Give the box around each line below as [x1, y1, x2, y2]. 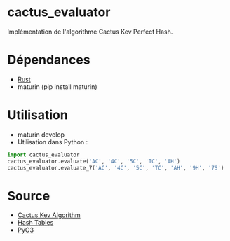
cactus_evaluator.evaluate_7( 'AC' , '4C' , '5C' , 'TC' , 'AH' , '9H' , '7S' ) [7, 164, 224, 172]
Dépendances [7, 52, 90, 68]
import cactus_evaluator [7, 151, 80, 158]
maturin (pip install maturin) [17, 82, 97, 91]
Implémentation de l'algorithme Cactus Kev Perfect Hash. [7, 27, 173, 36]
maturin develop [17, 130, 65, 139]
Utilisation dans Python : [17, 137, 88, 146]
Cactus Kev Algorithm [17, 211, 81, 219]
